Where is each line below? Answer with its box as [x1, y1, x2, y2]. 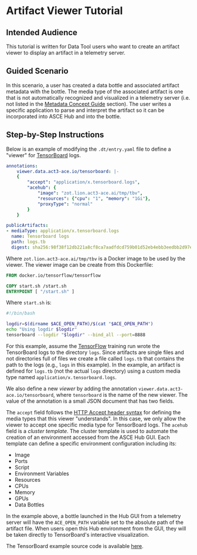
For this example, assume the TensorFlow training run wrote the [6, 342, 160, 349]
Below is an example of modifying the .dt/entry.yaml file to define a [6, 145, 171, 152]
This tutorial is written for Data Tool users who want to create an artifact [6, 43, 180, 50]
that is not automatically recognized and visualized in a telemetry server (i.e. [6, 94, 191, 101]
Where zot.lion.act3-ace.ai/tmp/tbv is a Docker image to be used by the [6, 255, 186, 262]
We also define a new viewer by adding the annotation [6, 385, 137, 392]
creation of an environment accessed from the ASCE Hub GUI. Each [6, 434, 170, 441]
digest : [11, 244, 30, 250]
